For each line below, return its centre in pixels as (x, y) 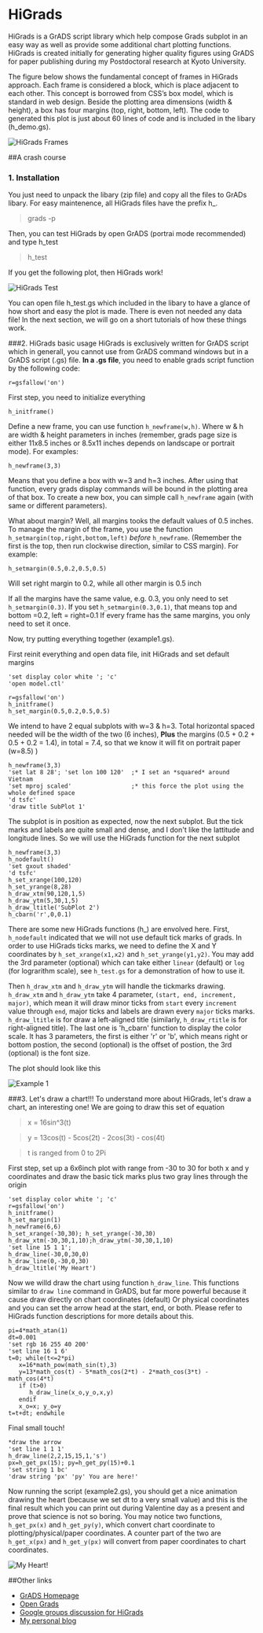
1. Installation (34, 177)
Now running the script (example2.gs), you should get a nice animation (123, 1491)
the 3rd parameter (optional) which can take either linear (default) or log (126, 962)
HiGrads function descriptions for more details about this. (101, 1317)
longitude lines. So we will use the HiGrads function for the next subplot (124, 838)
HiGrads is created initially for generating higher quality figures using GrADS (131, 53)
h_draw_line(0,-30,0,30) (49, 1262)
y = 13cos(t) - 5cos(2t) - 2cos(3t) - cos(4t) (96, 1138)
